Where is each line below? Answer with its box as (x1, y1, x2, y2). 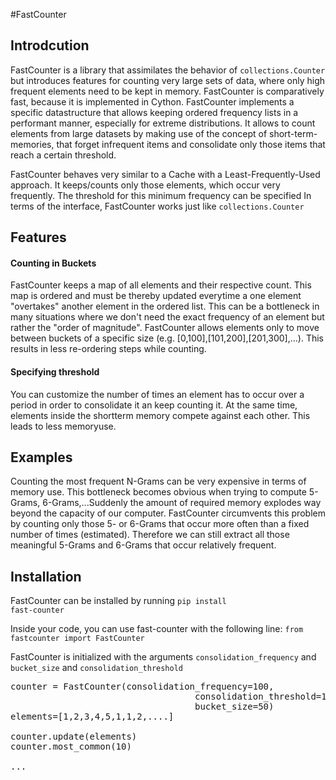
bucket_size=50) (194, 701, 275, 713)
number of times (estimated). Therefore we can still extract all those (10, 529, 290, 541)
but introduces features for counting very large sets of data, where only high (10, 74, 326, 86)
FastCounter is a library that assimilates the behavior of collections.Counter (10, 64, 326, 76)
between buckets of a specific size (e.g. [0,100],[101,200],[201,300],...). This (10, 332, 325, 344)
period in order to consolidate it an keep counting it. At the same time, (10, 399, 298, 411)
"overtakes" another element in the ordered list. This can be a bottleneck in (10, 300, 320, 313)
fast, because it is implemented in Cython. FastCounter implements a (10, 95, 295, 108)
